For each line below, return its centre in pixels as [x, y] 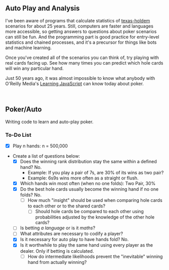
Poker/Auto [24, 110]
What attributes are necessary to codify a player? [71, 234]
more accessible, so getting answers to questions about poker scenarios [81, 31]
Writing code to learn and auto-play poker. [49, 122]
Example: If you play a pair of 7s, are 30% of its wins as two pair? [96, 173]
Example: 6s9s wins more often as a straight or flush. [83, 178]
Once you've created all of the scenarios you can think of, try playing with [82, 57]
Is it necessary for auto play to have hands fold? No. [74, 239]
